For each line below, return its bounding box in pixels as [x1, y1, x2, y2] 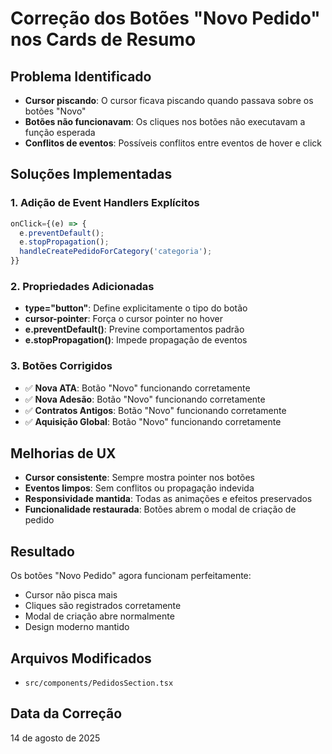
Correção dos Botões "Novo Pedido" [10, 7, 321, 30]
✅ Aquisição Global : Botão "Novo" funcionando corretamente [24, 415, 282, 427]
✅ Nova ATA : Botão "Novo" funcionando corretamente [24, 382, 251, 394]
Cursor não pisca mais [24, 589, 118, 601]
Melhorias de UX [10, 445, 117, 462]
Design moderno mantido [24, 621, 130, 633]
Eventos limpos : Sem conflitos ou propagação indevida [24, 482, 255, 494]
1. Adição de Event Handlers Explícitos [10, 196, 200, 210]
